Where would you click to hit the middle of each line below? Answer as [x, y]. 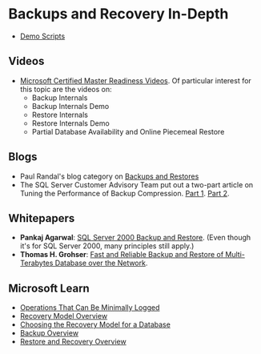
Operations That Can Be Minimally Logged [90, 308]
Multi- [235, 255]
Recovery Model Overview [64, 316]
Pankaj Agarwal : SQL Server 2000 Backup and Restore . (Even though [135, 238]
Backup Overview [49, 333]
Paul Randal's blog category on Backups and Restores [109, 176]
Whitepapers [42, 218]
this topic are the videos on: [66, 89]
